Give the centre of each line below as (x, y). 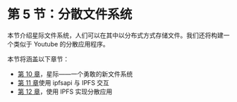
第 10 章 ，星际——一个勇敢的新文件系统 (75, 74)
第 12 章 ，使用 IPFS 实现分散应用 (65, 91)
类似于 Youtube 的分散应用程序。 (61, 44)
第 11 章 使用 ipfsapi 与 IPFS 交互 (63, 82)
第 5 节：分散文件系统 (70, 14)
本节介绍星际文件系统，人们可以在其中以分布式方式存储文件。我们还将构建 (115, 35)
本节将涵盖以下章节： (38, 59)
